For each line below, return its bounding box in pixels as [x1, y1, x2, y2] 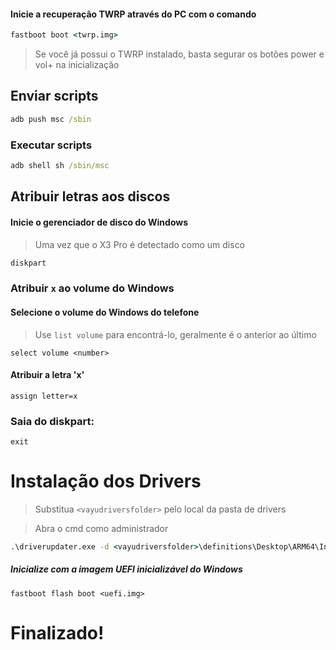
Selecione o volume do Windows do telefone [10, 306, 200, 318]
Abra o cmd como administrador [34, 522, 169, 534]
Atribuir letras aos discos [10, 188, 171, 205]
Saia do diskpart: [10, 414, 95, 428]
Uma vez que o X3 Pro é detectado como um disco [34, 238, 246, 250]
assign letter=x [10, 391, 78, 401]
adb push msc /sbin [10, 114, 92, 124]
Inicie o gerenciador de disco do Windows [10, 216, 189, 228]
